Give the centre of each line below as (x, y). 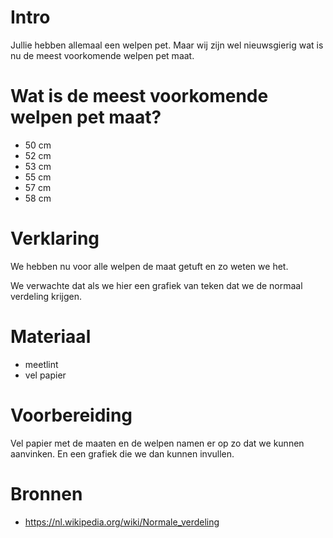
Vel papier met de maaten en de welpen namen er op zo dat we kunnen (157, 443)
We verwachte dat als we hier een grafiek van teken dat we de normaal (156, 285)
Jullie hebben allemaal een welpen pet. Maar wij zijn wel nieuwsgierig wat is (167, 45)
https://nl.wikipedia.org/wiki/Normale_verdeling (122, 522)
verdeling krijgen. (46, 296)
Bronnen (46, 493)
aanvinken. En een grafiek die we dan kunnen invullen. (122, 453)
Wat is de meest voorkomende (139, 96)
